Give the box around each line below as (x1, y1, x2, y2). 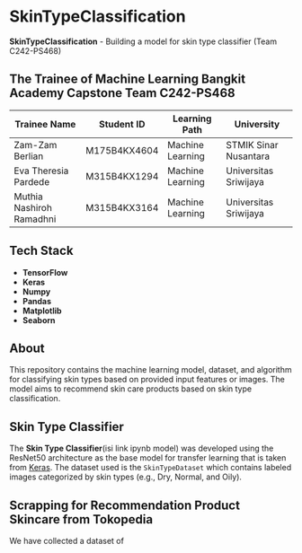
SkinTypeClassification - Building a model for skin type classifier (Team (9, 36, 277, 47)
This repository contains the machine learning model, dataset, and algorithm (9, 364, 292, 375)
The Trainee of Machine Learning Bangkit (9, 72, 245, 87)
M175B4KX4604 (84, 144, 159, 156)
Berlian (13, 150, 44, 162)
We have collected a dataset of (9, 536, 124, 546)
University (234, 118, 280, 130)
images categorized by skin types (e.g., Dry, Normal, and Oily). (9, 471, 243, 482)
